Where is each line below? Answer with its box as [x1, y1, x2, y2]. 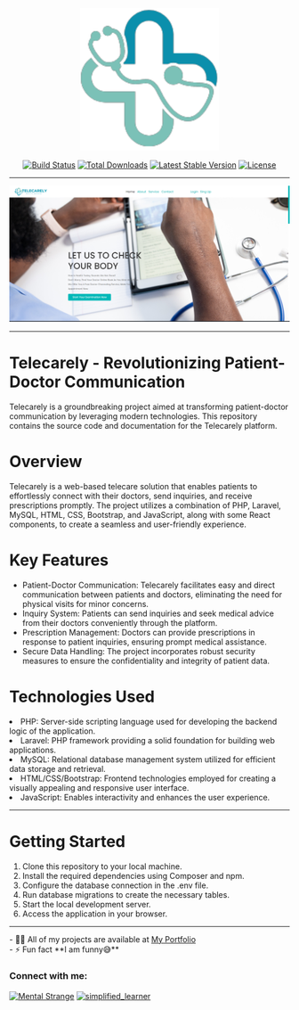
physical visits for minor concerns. [21, 598, 149, 609]
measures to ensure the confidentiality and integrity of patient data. [21, 655, 270, 666]
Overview [9, 452, 83, 472]
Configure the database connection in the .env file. [21, 880, 209, 891]
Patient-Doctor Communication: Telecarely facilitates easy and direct [21, 579, 276, 590]
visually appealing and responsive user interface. [9, 782, 190, 792]
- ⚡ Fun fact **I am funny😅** [9, 944, 120, 955]
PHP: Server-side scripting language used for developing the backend [20, 716, 278, 727]
